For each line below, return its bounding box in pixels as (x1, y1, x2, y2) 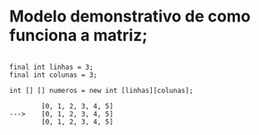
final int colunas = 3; (9, 70, 98, 80)
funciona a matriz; (9, 25, 148, 46)
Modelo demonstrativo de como (9, 6, 251, 27)
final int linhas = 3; (9, 63, 94, 72)
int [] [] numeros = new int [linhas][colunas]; (9, 86, 194, 95)
